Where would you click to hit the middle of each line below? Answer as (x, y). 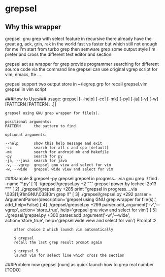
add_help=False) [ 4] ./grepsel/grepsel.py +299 (53, 205)
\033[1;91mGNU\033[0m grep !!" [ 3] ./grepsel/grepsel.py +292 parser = (79, 194)
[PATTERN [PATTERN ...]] (31, 104)
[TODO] (13, 270)
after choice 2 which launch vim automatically (64, 230)
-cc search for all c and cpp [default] (57, 148)
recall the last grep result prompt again (58, 242)
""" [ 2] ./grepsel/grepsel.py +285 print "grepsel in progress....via (71, 189)
